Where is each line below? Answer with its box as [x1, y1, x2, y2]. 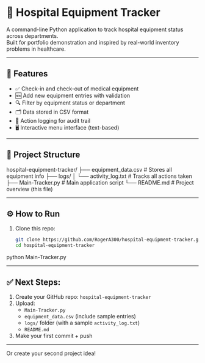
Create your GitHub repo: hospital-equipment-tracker [15, 293, 151, 300]
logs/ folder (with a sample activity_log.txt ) [24, 319, 140, 326]
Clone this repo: [15, 225, 56, 232]
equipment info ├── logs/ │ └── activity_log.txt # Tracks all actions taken [6, 172, 192, 180]
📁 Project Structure [6, 150, 81, 160]
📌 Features [6, 68, 48, 79]
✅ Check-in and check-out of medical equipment [15, 85, 139, 92]
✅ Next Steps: [6, 277, 61, 287]
